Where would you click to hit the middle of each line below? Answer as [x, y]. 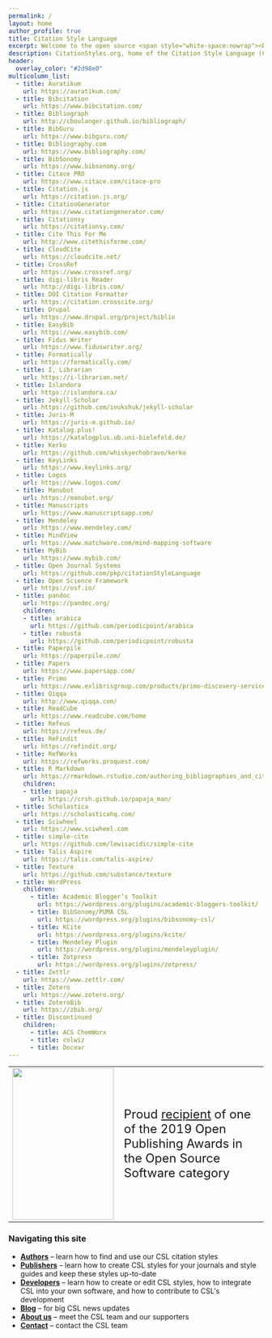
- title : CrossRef [47, 264]
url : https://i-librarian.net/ [76, 377]
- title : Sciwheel [47, 822]
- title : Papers [43, 664]
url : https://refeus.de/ [65, 731]
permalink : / [30, 16]
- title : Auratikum [49, 83]
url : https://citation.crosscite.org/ [88, 302]
